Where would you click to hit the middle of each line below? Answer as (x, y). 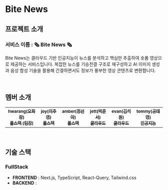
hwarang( (18, 111)
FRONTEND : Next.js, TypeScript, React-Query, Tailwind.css (74, 178)
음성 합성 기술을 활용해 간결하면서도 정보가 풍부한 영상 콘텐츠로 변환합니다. (83, 70)
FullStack (17, 167)
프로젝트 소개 (24, 29)
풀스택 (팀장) (22, 123)
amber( (69, 111)
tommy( (144, 111)
